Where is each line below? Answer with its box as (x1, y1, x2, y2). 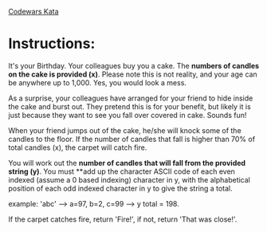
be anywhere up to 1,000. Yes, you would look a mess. (8, 77, 187, 87)
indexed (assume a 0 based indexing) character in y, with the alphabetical (8, 175, 251, 184)
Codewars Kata (8, 7, 59, 16)
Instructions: (8, 35, 96, 53)
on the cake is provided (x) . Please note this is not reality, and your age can (8, 69, 257, 79)
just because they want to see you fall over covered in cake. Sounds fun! (8, 110, 247, 120)
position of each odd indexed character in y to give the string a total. (8, 183, 233, 193)
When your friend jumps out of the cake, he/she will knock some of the (8, 125, 241, 135)
